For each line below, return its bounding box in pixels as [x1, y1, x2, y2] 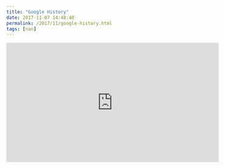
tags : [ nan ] [6, 25, 36, 32]
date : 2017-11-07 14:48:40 [6, 15, 75, 21]
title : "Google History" [6, 8, 69, 15]
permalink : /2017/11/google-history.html [6, 20, 113, 26]
